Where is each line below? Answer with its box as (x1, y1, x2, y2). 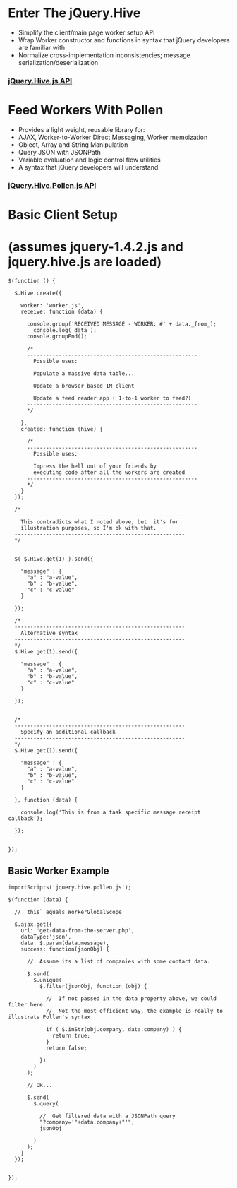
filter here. (8, 1001, 47, 1008)
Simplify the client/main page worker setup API (18, 28, 155, 37)
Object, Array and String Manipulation (18, 140, 128, 149)
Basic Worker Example (8, 865, 109, 877)
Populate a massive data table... (33, 369, 135, 377)
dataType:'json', (20, 933, 72, 940)
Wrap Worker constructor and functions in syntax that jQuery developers (18, 35, 230, 44)
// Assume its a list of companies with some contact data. (26, 958, 211, 965)
